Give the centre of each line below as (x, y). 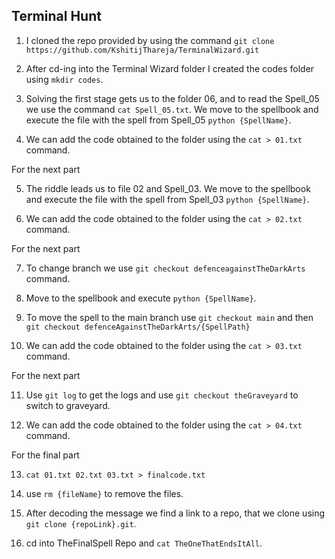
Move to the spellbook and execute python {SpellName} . (141, 298)
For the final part (45, 455)
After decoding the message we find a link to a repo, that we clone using (175, 513)
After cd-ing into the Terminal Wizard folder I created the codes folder (170, 68)
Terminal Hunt (56, 16)
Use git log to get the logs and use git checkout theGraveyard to (162, 395)
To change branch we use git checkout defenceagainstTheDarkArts (165, 268)
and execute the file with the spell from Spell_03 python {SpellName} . (167, 199)
